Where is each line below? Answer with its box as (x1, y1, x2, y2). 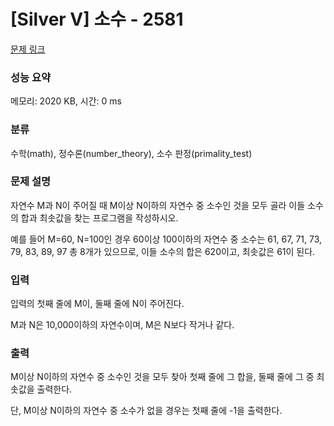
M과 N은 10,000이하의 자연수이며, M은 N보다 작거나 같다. (10, 319, 235, 331)
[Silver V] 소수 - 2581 (10, 8, 184, 31)
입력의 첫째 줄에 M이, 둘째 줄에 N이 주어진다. (10, 298, 185, 310)
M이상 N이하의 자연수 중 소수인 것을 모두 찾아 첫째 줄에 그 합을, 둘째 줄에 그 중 (10, 371, 315, 383)
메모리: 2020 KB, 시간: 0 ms (10, 95, 122, 107)
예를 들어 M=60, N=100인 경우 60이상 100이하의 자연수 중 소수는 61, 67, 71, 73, (10, 233, 323, 245)
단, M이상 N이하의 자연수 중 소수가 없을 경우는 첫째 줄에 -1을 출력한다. (10, 405, 283, 417)
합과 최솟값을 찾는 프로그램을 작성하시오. (20, 211, 179, 224)
